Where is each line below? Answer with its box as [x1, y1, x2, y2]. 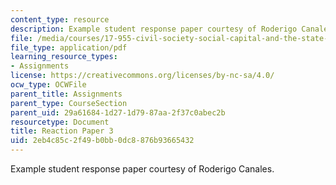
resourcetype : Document [10, 117, 110, 127]
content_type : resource [10, 14, 110, 25]
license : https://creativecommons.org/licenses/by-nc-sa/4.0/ [10, 71, 275, 81]
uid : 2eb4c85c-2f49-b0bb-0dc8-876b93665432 [10, 136, 195, 146]
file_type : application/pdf [10, 42, 128, 53]
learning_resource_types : [10, 52, 118, 62]
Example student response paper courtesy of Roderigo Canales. [10, 163, 275, 175]
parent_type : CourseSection [10, 98, 128, 108]
